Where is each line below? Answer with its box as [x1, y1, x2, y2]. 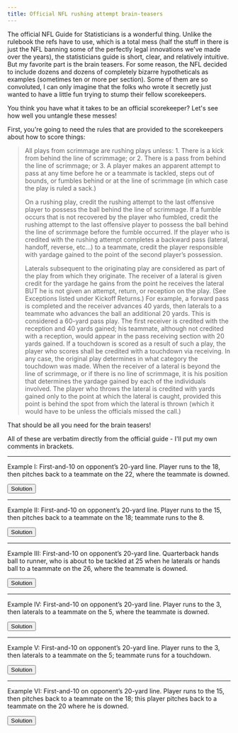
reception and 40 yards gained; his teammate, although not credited [24, 324, 225, 333]
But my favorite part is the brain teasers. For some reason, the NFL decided [7, 59, 227, 68]
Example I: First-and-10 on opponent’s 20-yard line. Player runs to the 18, [7, 462, 221, 471]
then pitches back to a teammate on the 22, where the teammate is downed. [7, 470, 230, 478]
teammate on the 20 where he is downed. [7, 702, 129, 710]
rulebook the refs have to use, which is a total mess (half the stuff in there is [7, 37, 229, 46]
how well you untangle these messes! [7, 111, 117, 120]
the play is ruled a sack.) [24, 183, 97, 192]
